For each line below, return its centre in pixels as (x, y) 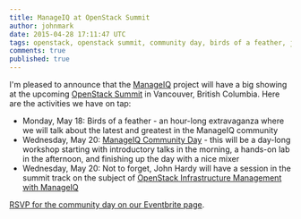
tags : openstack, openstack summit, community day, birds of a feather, (148, 42)
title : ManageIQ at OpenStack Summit (80, 17)
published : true (39, 59)
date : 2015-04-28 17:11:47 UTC (68, 34)
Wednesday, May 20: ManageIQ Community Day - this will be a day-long (156, 140)
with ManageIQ (50, 187)
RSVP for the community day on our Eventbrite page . (107, 205)
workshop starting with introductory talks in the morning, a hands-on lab (156, 149)
